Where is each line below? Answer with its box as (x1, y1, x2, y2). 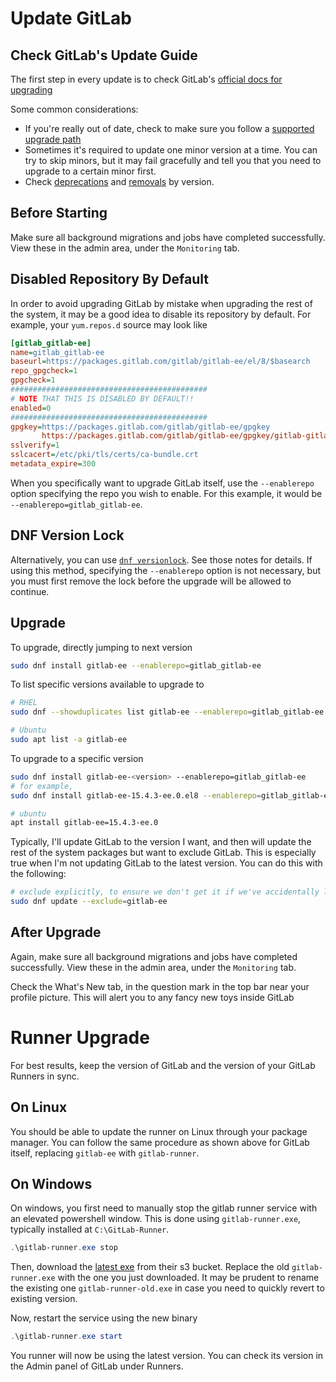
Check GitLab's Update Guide (10, 47, 198, 64)
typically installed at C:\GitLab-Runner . (10, 1223, 170, 1236)
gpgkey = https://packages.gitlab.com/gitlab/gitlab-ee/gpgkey (10, 422, 271, 432)
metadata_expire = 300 (10, 459, 97, 469)
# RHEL (10, 698, 38, 708)
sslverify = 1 (10, 440, 60, 451)
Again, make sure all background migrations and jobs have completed (10, 950, 298, 962)
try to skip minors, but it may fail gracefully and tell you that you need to (24, 155, 322, 166)
